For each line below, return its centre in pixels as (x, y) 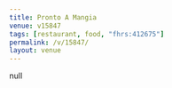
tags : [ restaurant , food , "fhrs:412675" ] (87, 34)
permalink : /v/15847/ (49, 42)
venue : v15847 (35, 26)
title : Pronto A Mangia (53, 17)
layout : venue (35, 51)
